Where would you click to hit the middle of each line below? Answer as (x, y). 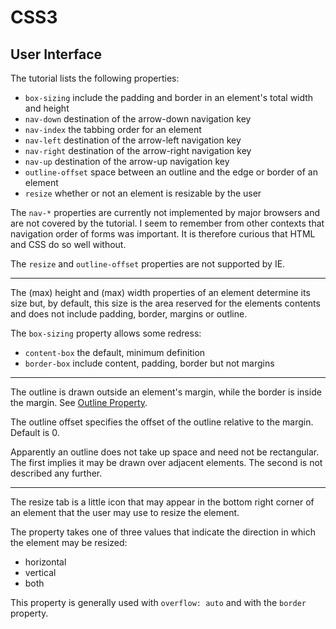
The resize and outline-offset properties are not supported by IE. (148, 264)
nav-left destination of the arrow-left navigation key (133, 140)
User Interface (56, 54)
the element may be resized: (69, 542)
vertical (40, 572)
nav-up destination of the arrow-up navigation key (127, 161)
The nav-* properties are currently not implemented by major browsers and (165, 212)
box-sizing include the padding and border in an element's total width (169, 97)
